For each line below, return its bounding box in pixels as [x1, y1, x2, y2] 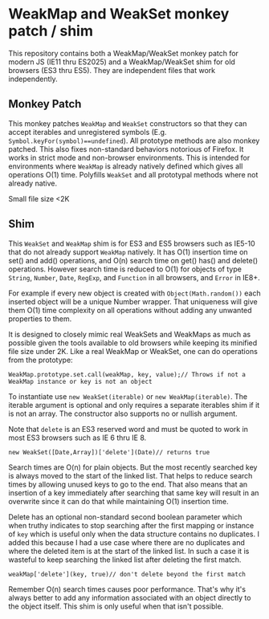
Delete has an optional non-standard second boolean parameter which [8, 511, 243, 522]
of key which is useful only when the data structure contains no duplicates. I [8, 529, 259, 539]
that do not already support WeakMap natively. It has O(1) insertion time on [8, 246, 248, 257]
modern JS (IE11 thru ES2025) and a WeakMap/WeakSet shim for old [8, 57, 235, 67]
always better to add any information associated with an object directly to [8, 593, 251, 602]
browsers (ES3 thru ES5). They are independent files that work [8, 65, 215, 75]
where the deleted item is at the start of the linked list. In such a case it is [8, 546, 250, 556]
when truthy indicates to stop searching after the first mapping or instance [8, 520, 255, 530]
